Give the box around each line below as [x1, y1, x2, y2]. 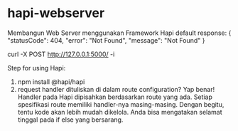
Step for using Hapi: [7, 63, 66, 72]
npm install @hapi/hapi [17, 77, 85, 86]
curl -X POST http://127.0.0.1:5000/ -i [7, 50, 115, 58]
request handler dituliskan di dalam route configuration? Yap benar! [17, 85, 215, 93]
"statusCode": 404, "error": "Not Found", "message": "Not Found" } [7, 36, 205, 44]
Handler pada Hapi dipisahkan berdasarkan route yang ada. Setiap [17, 93, 213, 101]
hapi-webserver [7, 5, 105, 21]
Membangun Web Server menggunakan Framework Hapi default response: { [7, 28, 232, 37]
